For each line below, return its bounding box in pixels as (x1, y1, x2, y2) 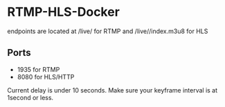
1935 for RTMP (17, 65, 60, 73)
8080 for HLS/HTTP (17, 72, 75, 81)
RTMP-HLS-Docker (7, 4, 120, 20)
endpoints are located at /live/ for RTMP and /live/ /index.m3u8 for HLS (7, 27, 208, 35)
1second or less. (7, 93, 54, 101)
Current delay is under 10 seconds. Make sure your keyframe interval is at (7, 86, 218, 94)
